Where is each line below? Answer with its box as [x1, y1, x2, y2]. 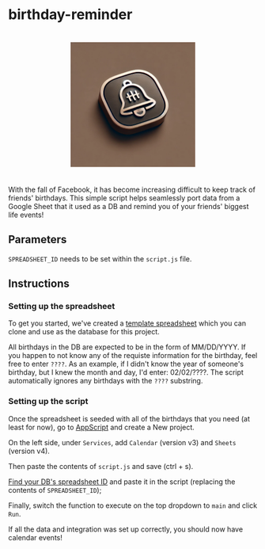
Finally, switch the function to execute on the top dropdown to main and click [8, 501, 258, 510]
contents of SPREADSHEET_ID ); [8, 485, 102, 494]
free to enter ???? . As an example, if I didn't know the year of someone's [8, 359, 244, 369]
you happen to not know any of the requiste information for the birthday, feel [8, 351, 258, 360]
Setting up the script [8, 396, 89, 407]
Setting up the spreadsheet [8, 301, 115, 312]
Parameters [8, 233, 67, 246]
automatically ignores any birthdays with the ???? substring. [8, 376, 203, 386]
